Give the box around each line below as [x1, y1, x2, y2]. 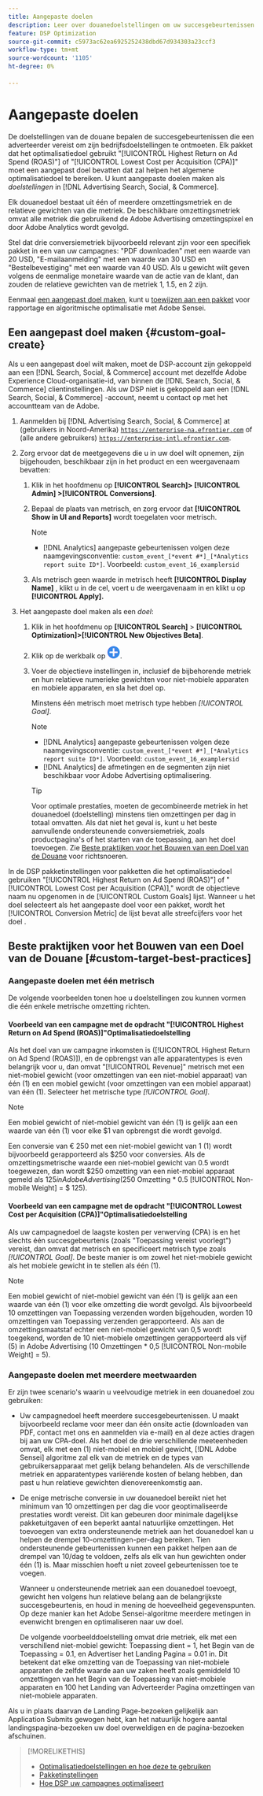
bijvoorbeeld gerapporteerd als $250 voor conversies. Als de [8, 1150, 206, 1159]
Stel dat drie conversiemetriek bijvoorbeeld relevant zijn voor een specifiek [8, 237, 251, 247]
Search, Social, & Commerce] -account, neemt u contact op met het [8, 392, 228, 402]
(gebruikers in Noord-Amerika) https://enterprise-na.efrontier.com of [19, 424, 253, 434]
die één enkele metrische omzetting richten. [8, 1002, 151, 1011]
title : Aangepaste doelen [8, 13, 93, 20]
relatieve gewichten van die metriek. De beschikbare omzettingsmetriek [8, 206, 241, 215]
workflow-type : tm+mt [8, 46, 79, 54]
